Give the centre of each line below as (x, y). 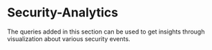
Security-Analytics (63, 13)
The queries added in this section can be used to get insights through (106, 32)
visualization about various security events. (69, 38)
